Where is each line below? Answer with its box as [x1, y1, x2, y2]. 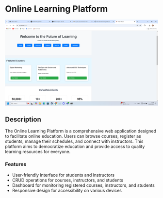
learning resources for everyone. [5, 149, 71, 155]
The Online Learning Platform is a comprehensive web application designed [5, 128, 157, 134]
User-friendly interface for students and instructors [12, 172, 115, 178]
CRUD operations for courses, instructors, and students [12, 177, 124, 183]
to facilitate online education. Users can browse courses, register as [5, 133, 142, 139]
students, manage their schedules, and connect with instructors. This [5, 138, 144, 144]
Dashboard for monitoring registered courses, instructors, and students [12, 182, 155, 188]
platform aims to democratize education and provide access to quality [5, 144, 145, 149]
